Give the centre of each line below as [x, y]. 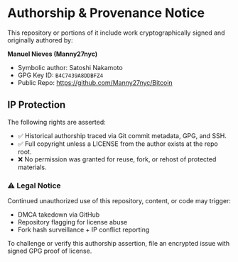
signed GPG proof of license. [50, 251]
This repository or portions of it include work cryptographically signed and [116, 33]
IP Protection [37, 105]
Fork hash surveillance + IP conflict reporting [83, 230]
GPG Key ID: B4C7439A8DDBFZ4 [60, 75]
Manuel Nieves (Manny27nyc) [53, 54]
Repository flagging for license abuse [72, 222]
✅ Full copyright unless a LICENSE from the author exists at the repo [118, 144]
